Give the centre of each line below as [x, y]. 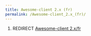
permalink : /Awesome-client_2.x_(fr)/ [45, 14]
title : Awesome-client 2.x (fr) [39, 10]
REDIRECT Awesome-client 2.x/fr [46, 28]
